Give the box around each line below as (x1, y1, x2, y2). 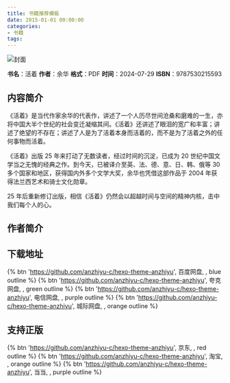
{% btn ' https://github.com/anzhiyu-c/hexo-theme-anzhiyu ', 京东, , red (7, 343, 207, 351)
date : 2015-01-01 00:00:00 (7, 16, 84, 23)
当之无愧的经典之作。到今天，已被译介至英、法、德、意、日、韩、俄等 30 (12, 160, 220, 168)
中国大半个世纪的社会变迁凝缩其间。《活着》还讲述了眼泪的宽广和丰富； (12, 119, 214, 128)
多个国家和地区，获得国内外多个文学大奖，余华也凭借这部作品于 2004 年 (7, 169, 212, 177)
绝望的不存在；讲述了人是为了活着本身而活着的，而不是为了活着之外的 (18, 128, 217, 137)
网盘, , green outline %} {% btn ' (7, 285, 98, 293)
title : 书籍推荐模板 (7, 10, 60, 17)
